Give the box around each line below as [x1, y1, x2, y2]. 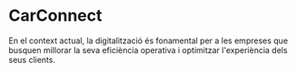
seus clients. [8, 54, 56, 65]
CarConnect [8, 5, 103, 26]
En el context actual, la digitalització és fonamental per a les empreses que [8, 35, 288, 46]
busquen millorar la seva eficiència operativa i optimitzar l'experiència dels [8, 44, 288, 55]
